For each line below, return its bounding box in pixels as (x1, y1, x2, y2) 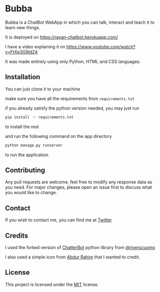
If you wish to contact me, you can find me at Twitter (5, 217, 112, 223)
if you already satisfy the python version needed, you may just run (5, 105, 139, 111)
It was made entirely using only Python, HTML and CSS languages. (5, 58, 141, 64)
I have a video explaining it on (5, 43, 65, 49)
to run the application (5, 152, 48, 158)
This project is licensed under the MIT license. (5, 281, 99, 287)
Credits (5, 231, 29, 240)
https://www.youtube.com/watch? (66, 43, 135, 49)
